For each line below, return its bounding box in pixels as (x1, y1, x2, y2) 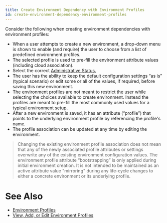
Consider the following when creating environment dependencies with (5, 26, 150, 32)
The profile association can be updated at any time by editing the (12, 126, 147, 132)
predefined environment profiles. (12, 51, 81, 58)
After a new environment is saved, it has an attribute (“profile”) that (12, 110, 151, 116)
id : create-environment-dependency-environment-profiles (5, 12, 127, 17)
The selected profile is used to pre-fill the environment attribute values (12, 57, 159, 63)
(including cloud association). (12, 62, 74, 68)
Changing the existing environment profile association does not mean (17, 141, 161, 147)
